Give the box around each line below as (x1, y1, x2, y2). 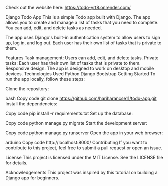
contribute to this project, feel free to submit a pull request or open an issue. (5, 145, 163, 151)
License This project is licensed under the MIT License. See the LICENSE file (5, 155, 163, 160)
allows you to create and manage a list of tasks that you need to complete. (5, 20, 159, 25)
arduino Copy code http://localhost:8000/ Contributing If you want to (5, 140, 148, 145)
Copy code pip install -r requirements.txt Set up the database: (5, 110, 133, 116)
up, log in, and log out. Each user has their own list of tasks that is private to (5, 40, 162, 46)
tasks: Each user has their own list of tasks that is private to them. (5, 60, 141, 66)
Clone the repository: (5, 86, 49, 92)
